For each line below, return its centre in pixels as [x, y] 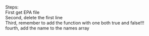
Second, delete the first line [34, 18]
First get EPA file [22, 12]
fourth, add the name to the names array [47, 28]
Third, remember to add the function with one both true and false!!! [75, 23]
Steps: [12, 7]
